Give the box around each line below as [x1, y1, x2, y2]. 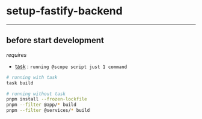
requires [6, 51, 27, 58]
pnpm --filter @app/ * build [6, 102, 77, 108]
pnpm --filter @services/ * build [6, 108, 90, 114]
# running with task [6, 74, 58, 80]
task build [6, 80, 34, 86]
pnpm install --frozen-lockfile [6, 96, 87, 102]
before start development [6, 35, 104, 45]
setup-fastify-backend [6, 4, 123, 18]
